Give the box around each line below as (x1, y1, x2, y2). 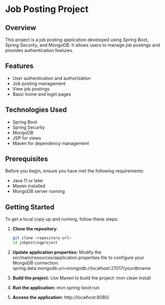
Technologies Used (5, 106, 67, 114)
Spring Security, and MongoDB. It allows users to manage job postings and (5, 42, 160, 48)
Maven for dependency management (12, 140, 89, 146)
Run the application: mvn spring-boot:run (12, 284, 99, 290)
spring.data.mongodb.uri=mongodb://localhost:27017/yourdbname (12, 265, 151, 271)
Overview (5, 24, 37, 32)
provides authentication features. (5, 48, 74, 53)
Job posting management (12, 80, 66, 86)
